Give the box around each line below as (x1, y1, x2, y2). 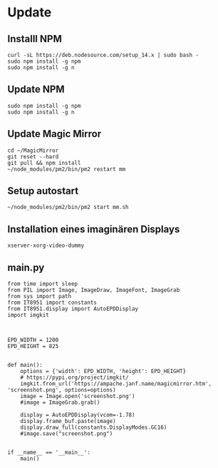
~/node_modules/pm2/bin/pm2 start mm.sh (7, 204, 130, 211)
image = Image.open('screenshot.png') (20, 393, 135, 400)
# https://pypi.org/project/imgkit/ (20, 374, 130, 382)
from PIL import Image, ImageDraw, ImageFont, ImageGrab (7, 287, 180, 294)
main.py (7, 261, 45, 273)
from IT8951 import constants (7, 299, 98, 307)
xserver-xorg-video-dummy (7, 242, 84, 250)
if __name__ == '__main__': (7, 449, 91, 457)
